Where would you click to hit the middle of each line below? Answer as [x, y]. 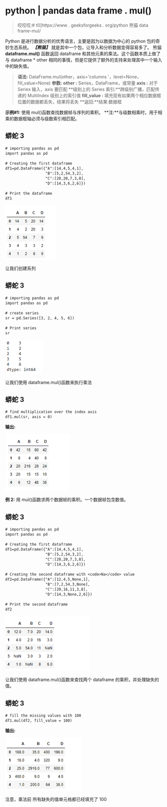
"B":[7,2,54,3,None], [68, 584]
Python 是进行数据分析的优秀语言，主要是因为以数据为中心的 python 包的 [81, 41]
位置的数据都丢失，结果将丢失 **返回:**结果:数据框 [70, 101]
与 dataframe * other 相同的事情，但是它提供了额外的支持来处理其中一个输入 [84, 59]
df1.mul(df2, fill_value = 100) [39, 720]
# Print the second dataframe [37, 604]
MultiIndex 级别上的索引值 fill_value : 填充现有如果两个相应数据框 [94, 95]
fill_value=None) [34, 83]
